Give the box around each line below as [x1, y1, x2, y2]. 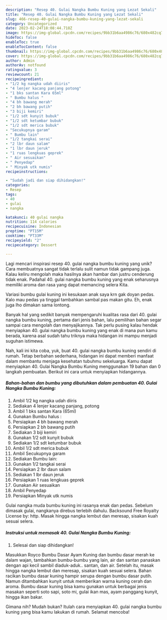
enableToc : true [5, 40, 39, 45]
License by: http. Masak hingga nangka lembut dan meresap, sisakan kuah [5, 513, 158, 519]
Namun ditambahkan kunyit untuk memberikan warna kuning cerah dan [5, 578, 152, 584]
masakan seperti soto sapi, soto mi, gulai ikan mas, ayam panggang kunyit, [5, 589, 159, 595]
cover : [5, 53, 19, 59]
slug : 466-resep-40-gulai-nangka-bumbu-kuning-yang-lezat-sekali [5, 16, 143, 21]
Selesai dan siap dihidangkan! [12, 542, 74, 548]
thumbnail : [5, 49, 28, 54]
